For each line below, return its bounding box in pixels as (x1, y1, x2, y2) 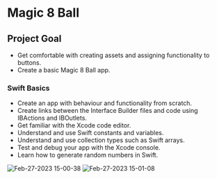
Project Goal (7, 33, 62, 45)
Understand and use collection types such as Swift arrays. (17, 136, 185, 144)
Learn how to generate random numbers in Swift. (17, 151, 159, 159)
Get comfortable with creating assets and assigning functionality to (17, 51, 210, 59)
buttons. (17, 59, 42, 67)
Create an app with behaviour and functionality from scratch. (17, 99, 193, 107)
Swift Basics (7, 83, 50, 93)
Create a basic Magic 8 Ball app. (17, 66, 111, 74)
